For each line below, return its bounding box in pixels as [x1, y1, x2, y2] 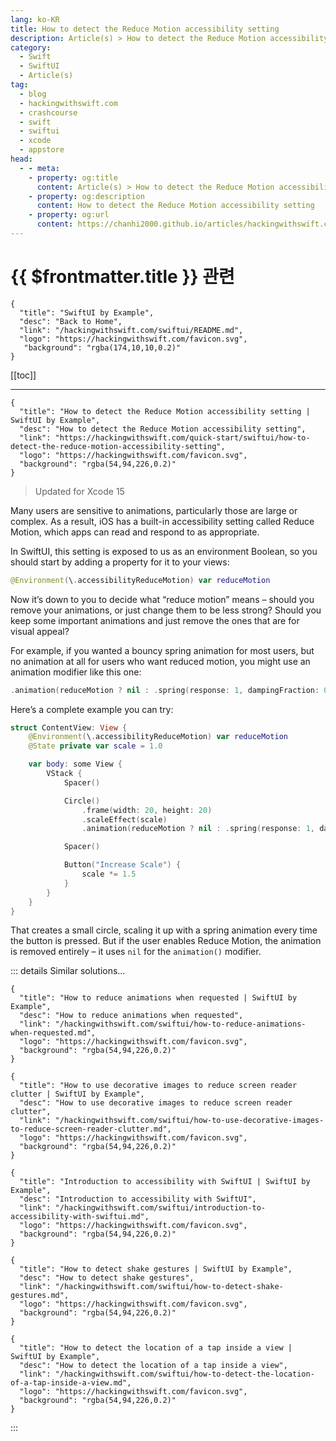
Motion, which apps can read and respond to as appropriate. [10, 526, 260, 538]
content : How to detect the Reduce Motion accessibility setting [36, 201, 315, 211]
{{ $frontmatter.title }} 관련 [10, 266, 235, 288]
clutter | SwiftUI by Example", [10, 1089, 145, 1100]
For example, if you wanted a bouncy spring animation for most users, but [10, 644, 315, 656]
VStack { [46, 769, 83, 779]
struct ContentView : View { [10, 722, 128, 733]
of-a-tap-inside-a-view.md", [10, 1378, 132, 1388]
